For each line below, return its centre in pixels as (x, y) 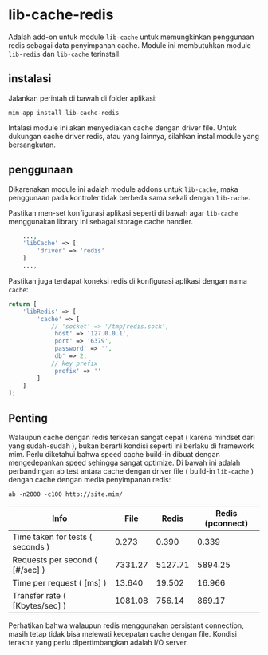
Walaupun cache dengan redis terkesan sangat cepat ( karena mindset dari (132, 438)
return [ (23, 304)
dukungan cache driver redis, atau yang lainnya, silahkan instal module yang (134, 136)
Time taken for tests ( (52, 537)
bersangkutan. (32, 145)
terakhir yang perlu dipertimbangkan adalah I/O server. (99, 643)
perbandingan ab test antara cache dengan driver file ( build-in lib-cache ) (131, 471)
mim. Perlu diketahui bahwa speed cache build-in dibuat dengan (114, 455)
